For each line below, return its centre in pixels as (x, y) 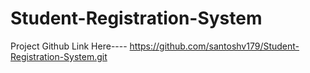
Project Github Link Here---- (69, 46)
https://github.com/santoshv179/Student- (214, 46)
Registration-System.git (59, 56)
